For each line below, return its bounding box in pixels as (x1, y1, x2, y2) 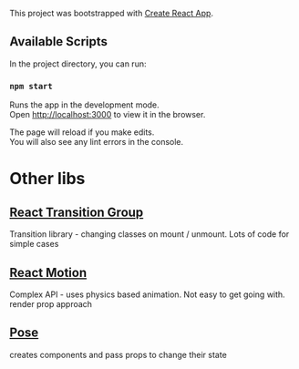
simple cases (9, 239, 59, 250)
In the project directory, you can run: (9, 58, 147, 69)
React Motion (9, 264, 88, 281)
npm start (9, 81, 53, 91)
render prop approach (9, 298, 93, 309)
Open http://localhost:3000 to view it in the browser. (9, 109, 206, 120)
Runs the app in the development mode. (9, 99, 160, 110)
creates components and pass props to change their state (9, 349, 228, 360)
